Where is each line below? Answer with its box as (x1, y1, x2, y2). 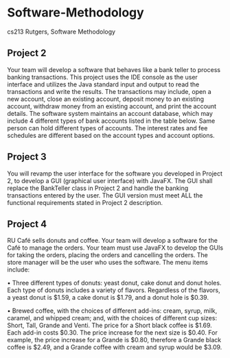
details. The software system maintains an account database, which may (7, 109, 213, 117)
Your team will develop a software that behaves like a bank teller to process (7, 65, 221, 73)
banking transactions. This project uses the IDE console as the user (7, 73, 198, 81)
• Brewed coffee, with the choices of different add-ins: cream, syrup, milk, (7, 307, 218, 315)
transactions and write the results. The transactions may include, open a (7, 87, 211, 95)
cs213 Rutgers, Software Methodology (7, 27, 115, 36)
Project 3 (7, 151, 47, 163)
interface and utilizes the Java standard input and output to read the (7, 80, 200, 88)
